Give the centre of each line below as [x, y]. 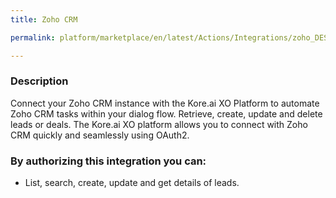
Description [39, 81]
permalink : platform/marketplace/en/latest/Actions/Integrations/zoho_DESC [171, 37]
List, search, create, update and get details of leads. [132, 183]
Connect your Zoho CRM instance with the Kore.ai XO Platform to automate [165, 103]
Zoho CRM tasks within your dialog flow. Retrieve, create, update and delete [166, 113]
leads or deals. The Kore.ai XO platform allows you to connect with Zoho [159, 124]
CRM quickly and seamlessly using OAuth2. [100, 135]
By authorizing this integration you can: [108, 161]
